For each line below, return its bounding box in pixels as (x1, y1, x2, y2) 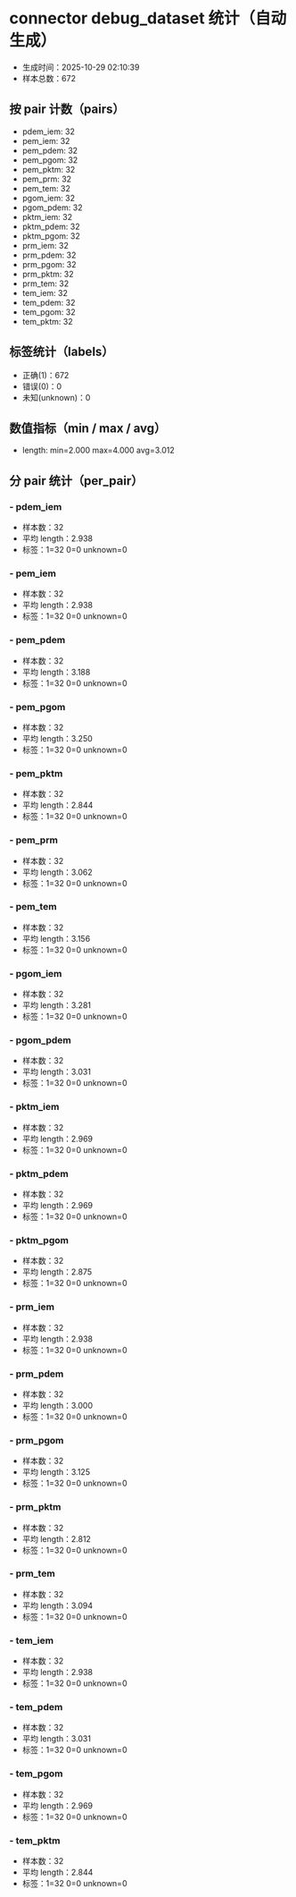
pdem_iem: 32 (21, 126, 76, 137)
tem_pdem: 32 (21, 297, 76, 308)
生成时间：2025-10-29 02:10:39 (21, 62, 140, 72)
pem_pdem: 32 (21, 145, 78, 156)
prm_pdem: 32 (21, 250, 77, 260)
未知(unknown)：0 (21, 392, 91, 402)
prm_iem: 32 (21, 240, 69, 250)
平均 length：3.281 (21, 1000, 92, 1011)
